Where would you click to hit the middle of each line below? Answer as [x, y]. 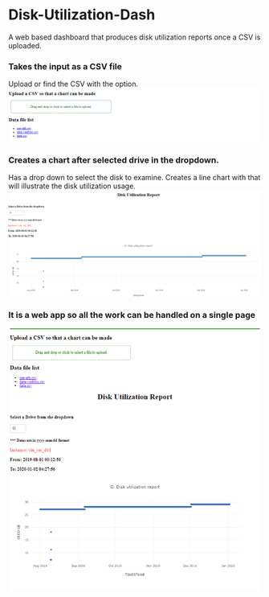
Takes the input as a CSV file [65, 66]
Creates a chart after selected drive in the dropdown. [114, 160]
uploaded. [25, 45]
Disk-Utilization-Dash [82, 15]
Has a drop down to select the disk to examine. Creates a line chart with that [134, 178]
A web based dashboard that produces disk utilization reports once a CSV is [134, 37]
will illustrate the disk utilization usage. [72, 186]
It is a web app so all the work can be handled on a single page [132, 315]
